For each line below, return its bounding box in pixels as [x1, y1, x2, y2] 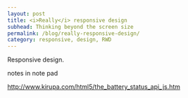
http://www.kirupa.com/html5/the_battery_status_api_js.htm [7, 83, 181, 91]
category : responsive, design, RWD [7, 36, 112, 43]
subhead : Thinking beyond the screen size [7, 23, 134, 30]
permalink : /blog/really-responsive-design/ [7, 29, 140, 37]
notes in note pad [7, 69, 58, 78]
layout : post [7, 10, 46, 17]
